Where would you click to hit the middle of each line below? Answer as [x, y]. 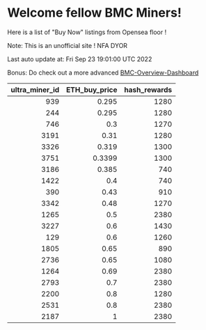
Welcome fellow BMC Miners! [95, 13]
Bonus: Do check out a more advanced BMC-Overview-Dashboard [103, 72]
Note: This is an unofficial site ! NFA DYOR [67, 45]
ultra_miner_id [35, 90]
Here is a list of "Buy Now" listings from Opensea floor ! [87, 32]
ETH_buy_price [92, 90]
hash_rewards [148, 90]
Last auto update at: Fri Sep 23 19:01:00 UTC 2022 [80, 59]
